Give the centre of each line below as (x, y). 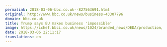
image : (12, 28)
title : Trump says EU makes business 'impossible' (59, 23)
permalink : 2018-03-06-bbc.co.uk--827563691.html (58, 10)
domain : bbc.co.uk (24, 19)
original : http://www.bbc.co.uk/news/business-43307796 (64, 14)
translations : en (23, 37)
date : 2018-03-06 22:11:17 (33, 32)
